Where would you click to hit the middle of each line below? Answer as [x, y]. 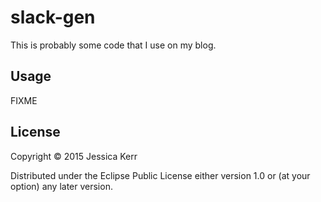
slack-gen [53, 17]
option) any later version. [61, 186]
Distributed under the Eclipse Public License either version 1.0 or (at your [160, 175]
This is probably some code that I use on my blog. [113, 45]
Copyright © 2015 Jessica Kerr [74, 156]
